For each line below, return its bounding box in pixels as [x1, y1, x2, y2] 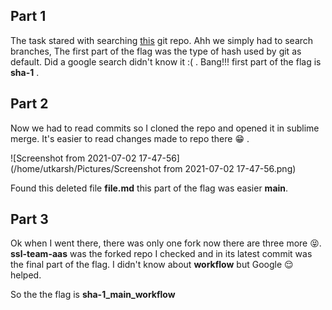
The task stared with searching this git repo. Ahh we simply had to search [10, 34, 314, 46]
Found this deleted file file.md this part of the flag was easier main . [10, 182, 289, 194]
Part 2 [10, 95, 49, 113]
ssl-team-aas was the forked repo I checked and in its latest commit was [10, 248, 313, 260]
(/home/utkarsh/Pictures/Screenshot [10, 162, 162, 174]
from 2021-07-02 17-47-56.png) [163, 162, 297, 174]
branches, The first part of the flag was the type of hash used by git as [10, 45, 302, 57]
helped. [10, 269, 42, 281]
